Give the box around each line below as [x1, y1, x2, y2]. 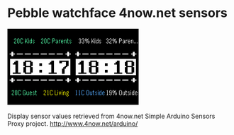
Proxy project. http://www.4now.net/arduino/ [7, 119, 138, 128]
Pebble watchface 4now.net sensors [7, 5, 228, 21]
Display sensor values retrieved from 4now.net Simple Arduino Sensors [7, 112, 216, 120]
